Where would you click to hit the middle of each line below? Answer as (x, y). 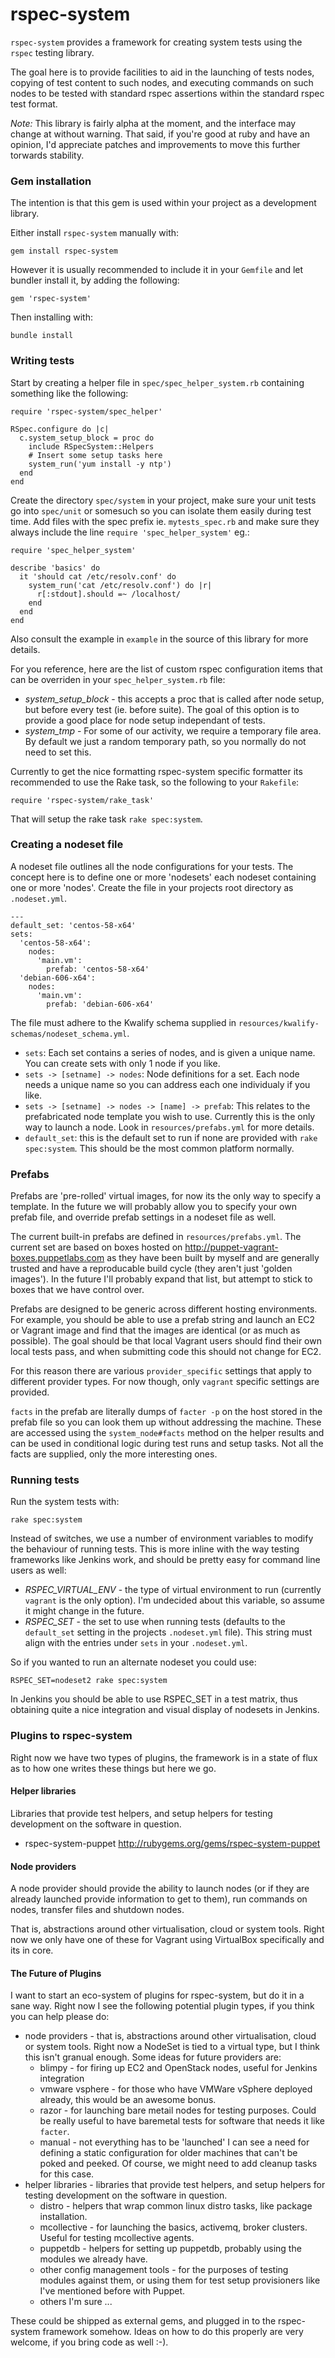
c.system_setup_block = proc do (87, 438)
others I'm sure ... (76, 2302)
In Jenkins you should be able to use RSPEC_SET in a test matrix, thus (154, 1699)
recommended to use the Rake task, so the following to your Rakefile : (155, 782)
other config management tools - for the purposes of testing (164, 2270)
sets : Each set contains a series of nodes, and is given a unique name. (170, 1052)
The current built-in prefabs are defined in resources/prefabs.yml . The (156, 1237)
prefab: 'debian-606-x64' (100, 1004)
